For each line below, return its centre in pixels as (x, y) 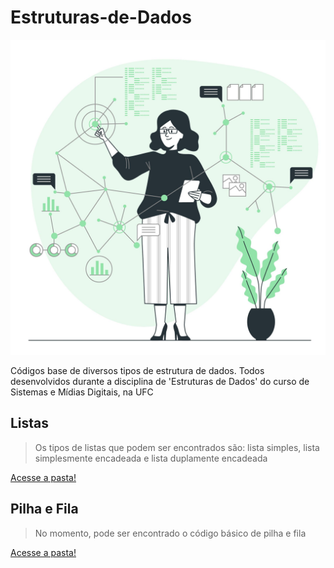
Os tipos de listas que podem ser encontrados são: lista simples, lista (177, 447)
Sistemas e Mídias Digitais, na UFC (82, 392)
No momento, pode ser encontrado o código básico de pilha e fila (170, 533)
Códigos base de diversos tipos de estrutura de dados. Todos (137, 370)
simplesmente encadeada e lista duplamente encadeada (151, 458)
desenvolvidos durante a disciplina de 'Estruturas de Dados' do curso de (160, 381)
